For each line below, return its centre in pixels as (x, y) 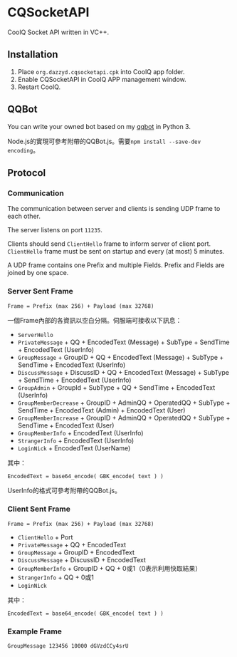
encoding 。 (23, 150)
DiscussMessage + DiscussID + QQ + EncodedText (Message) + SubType (123, 372)
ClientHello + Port (45, 537)
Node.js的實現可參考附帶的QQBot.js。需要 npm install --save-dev (104, 141)
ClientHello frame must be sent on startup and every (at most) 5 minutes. (116, 252)
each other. (24, 216)
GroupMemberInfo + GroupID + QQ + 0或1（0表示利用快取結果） (109, 568)
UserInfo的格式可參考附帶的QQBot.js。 (64, 490)
